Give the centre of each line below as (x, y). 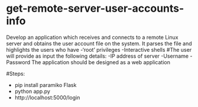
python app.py (32, 91)
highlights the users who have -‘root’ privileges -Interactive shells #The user (99, 49)
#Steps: (16, 73)
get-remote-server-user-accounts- (95, 9)
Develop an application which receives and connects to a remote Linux (92, 37)
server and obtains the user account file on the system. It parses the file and (99, 44)
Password (18, 62)
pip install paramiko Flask (46, 85)
